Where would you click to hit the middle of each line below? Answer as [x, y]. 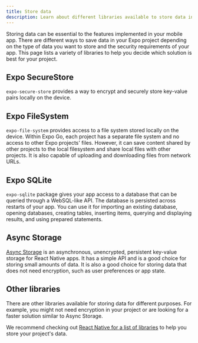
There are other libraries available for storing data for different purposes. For [99, 303]
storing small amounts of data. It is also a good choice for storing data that [96, 264]
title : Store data [29, 11]
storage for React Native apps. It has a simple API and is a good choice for [96, 258]
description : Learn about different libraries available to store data [96, 17]
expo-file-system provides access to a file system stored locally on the [93, 131]
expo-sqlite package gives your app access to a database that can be [92, 194]
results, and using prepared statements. [55, 219]
